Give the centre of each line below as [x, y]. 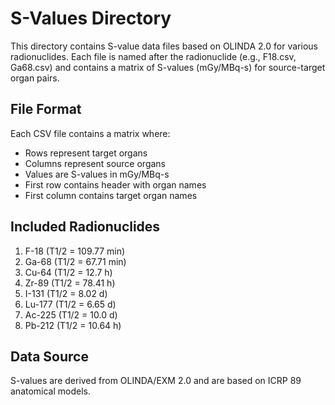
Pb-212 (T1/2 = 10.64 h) [73, 325]
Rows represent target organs [86, 153]
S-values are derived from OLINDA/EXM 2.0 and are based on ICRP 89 [156, 381]
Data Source [49, 356]
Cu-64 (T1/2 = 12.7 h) [68, 272]
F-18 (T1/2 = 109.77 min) [75, 251]
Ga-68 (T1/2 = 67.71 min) [75, 261]
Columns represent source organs [95, 163]
